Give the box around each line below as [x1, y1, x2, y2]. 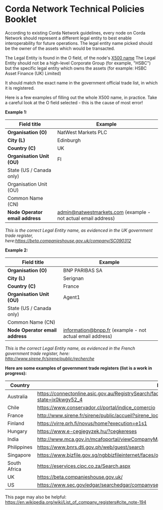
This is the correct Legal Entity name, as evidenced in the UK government [5, 227, 153, 233]
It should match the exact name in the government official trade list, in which [5, 79, 158, 86]
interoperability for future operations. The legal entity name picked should [5, 40, 153, 46]
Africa [7, 466, 22, 472]
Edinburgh [57, 137, 81, 143]
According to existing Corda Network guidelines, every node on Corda [5, 30, 146, 36]
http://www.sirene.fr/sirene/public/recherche [5, 355, 95, 361]
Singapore [7, 451, 31, 458]
